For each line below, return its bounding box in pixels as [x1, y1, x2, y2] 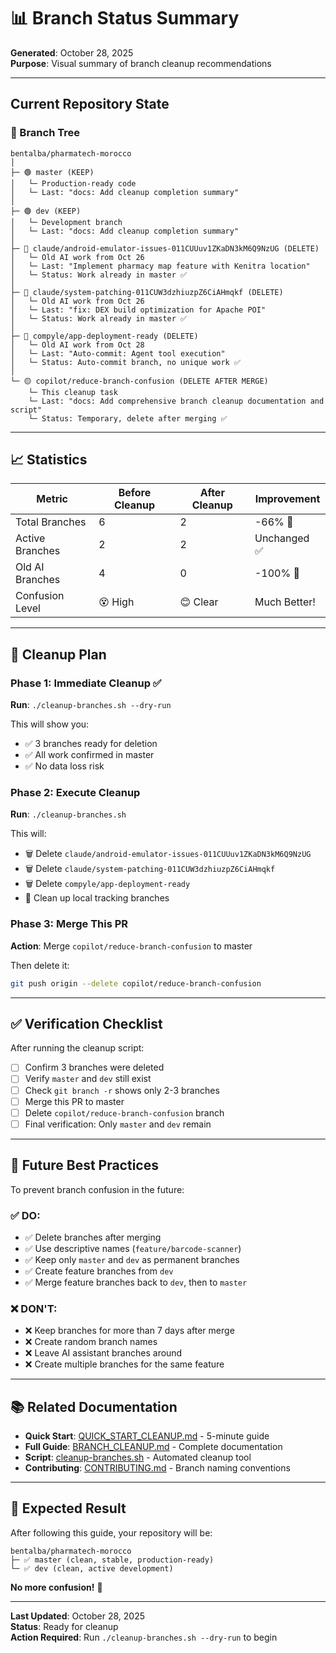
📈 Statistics [10, 451, 88, 469]
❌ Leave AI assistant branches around [24, 1347, 183, 1359]
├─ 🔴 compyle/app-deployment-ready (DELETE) [10, 331, 199, 341]
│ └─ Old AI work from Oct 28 [10, 340, 145, 350]
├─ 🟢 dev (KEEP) [10, 206, 82, 216]
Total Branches [15, 515, 87, 529]
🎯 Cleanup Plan [10, 646, 107, 663]
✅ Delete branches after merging [24, 1231, 162, 1243]
